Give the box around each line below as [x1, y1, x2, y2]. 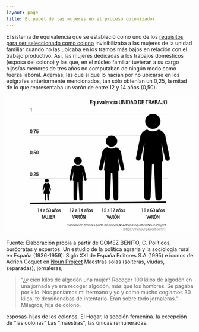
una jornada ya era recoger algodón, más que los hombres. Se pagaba [20, 283, 194, 289]
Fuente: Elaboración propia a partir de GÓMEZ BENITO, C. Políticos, [6, 239, 171, 246]
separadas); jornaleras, [6, 265, 63, 271]
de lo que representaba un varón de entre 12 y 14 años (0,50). [6, 83, 157, 91]
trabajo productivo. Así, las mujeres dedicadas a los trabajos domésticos [6, 52, 184, 59]
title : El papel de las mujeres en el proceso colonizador [6, 15, 156, 22]
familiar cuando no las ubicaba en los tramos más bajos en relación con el [6, 45, 187, 53]
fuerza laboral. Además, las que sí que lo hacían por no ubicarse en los [6, 71, 180, 78]
